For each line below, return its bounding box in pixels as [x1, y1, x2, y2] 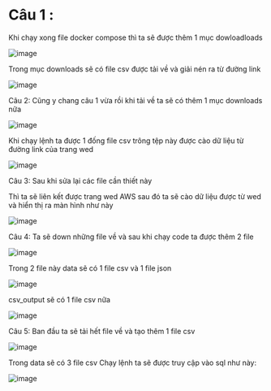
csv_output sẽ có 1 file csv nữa [8, 294, 111, 304]
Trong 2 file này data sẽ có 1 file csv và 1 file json [8, 263, 172, 273]
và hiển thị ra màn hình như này [8, 200, 114, 210]
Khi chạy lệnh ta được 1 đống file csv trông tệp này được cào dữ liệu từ [8, 136, 244, 146]
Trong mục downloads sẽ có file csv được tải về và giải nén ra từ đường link [8, 63, 261, 74]
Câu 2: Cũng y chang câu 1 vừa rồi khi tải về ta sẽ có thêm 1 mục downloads [8, 95, 263, 105]
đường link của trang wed [8, 144, 94, 154]
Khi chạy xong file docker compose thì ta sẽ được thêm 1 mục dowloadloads [8, 33, 263, 42]
